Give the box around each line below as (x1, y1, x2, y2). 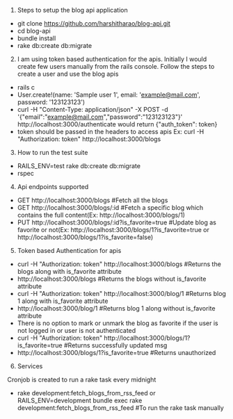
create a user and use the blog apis (17, 69, 119, 78)
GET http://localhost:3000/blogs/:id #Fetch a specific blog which (17, 204, 204, 211)
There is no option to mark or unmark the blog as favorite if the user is (17, 319, 218, 327)
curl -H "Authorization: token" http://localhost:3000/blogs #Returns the (17, 260, 221, 268)
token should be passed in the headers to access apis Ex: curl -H (17, 128, 204, 135)
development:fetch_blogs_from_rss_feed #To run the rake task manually (17, 404, 224, 412)
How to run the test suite (17, 149, 88, 156)
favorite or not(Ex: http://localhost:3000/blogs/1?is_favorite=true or (17, 226, 210, 233)
